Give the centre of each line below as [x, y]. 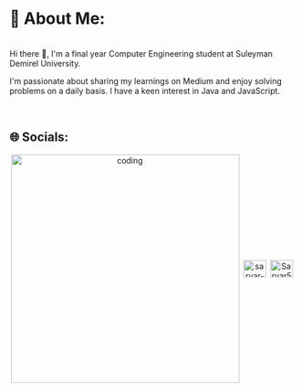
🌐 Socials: [39, 138]
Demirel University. [45, 63]
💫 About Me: [57, 19]
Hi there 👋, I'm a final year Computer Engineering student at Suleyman [141, 53]
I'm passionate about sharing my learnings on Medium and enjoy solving [146, 80]
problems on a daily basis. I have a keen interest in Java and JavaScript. [145, 90]
